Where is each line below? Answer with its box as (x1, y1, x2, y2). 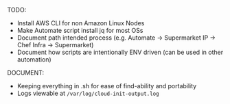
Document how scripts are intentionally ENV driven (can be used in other (16, 48, 224, 56)
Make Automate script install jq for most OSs (16, 27, 143, 34)
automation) (16, 55, 51, 64)
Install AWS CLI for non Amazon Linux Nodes (16, 19, 145, 27)
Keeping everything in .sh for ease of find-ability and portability (16, 82, 197, 90)
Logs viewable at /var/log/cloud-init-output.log (16, 89, 159, 97)
